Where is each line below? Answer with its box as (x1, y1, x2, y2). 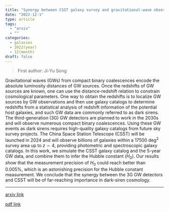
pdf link (5, 201, 21, 207)
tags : (5, 21, 17, 27)
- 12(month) (10, 49, 35, 54)
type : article (5, 17, 35, 22)
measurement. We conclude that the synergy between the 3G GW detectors (5, 171, 163, 177)
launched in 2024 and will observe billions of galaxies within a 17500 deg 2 (5, 136, 159, 143)
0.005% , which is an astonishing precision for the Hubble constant (5, 166, 143, 172)
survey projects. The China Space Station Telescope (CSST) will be (5, 131, 145, 137)
